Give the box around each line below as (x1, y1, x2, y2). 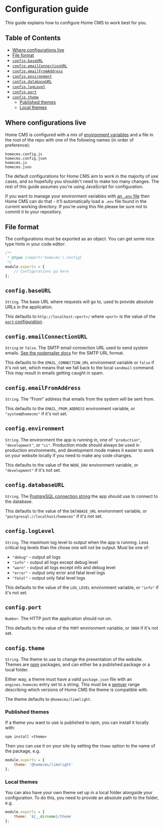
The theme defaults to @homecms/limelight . (5, 696, 92, 702)
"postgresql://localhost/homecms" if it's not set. (5, 513, 103, 519)
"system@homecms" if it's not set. (5, 411, 68, 417)
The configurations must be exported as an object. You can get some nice (5, 236, 155, 242)
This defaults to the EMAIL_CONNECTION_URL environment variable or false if (5, 359, 154, 365)
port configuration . (5, 319, 44, 325)
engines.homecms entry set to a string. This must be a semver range (5, 682, 140, 688)
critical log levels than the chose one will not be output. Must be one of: (5, 544, 149, 551)
